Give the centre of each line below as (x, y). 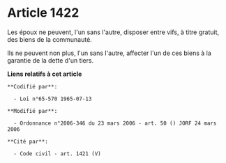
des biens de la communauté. (50, 39)
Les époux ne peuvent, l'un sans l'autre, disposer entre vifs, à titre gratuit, (113, 32)
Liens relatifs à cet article (45, 74)
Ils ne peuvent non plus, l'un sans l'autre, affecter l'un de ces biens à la (109, 53)
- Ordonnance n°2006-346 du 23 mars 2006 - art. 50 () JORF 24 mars (115, 123)
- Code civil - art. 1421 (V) (57, 154)
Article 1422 (43, 13)
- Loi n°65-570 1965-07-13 (53, 99)
